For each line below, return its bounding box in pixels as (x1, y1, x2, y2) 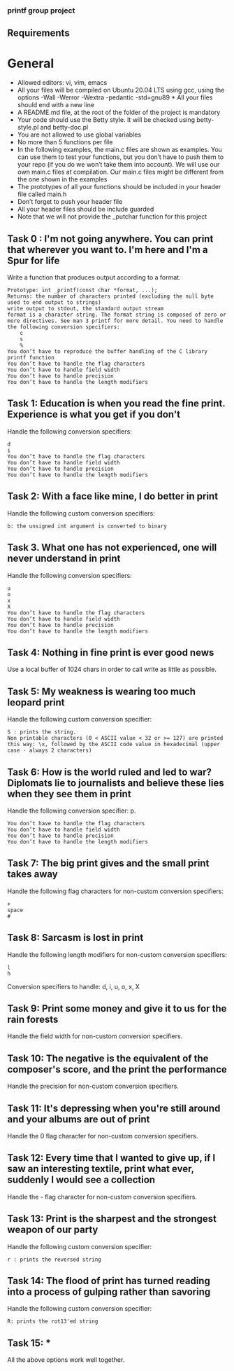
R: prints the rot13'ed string (7, 1318, 98, 1325)
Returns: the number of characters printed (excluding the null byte (7, 293, 214, 300)
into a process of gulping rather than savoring (7, 1286, 211, 1298)
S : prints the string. (7, 729, 77, 736)
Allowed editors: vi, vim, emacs (17, 78, 108, 87)
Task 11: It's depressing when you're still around (7, 1102, 221, 1114)
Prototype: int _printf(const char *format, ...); (7, 287, 158, 294)
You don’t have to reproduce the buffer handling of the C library (7, 348, 208, 355)
